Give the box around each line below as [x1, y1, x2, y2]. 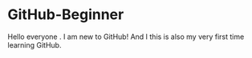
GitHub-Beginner [7, 6, 124, 24]
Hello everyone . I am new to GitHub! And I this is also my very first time [7, 32, 245, 41]
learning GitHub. [7, 40, 62, 49]
